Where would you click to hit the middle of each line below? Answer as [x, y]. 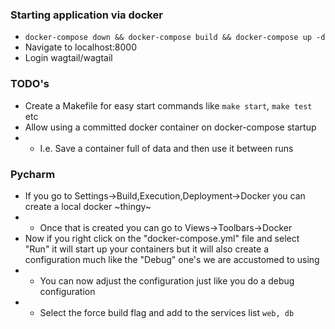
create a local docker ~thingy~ [88, 206]
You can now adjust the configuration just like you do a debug [167, 280]
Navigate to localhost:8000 [81, 47]
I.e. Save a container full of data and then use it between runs [166, 148]
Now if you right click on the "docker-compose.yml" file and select [162, 238]
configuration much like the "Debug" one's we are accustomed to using [172, 259]
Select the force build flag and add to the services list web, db [167, 312]
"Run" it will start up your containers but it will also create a [146, 249]
